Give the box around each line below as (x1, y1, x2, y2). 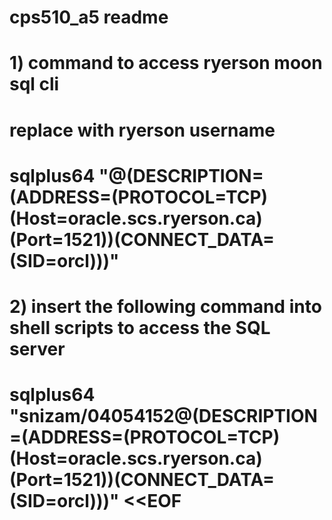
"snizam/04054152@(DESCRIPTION (9, 405, 318, 428)
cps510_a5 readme (9, 6, 169, 29)
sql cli (9, 73, 60, 96)
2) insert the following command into (9, 295, 322, 318)
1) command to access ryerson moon (9, 52, 323, 75)
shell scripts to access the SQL (9, 316, 271, 339)
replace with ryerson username (9, 119, 276, 141)
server (9, 337, 66, 360)
